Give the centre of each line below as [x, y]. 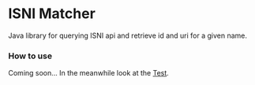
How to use [30, 56]
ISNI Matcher [52, 14]
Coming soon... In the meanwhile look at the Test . [89, 73]
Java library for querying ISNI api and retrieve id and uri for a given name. [127, 35]
